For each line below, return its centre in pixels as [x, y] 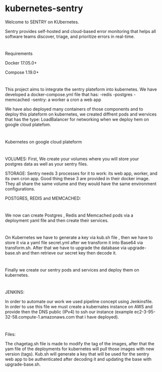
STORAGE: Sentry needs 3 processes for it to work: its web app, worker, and [81, 173]
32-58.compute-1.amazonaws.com [40, 317]
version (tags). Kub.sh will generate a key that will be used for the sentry [77, 354]
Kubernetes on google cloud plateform [44, 142]
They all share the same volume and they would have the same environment [81, 184]
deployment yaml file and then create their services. [57, 220]
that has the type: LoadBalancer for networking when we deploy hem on [77, 119]
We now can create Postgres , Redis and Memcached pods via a [69, 215]
